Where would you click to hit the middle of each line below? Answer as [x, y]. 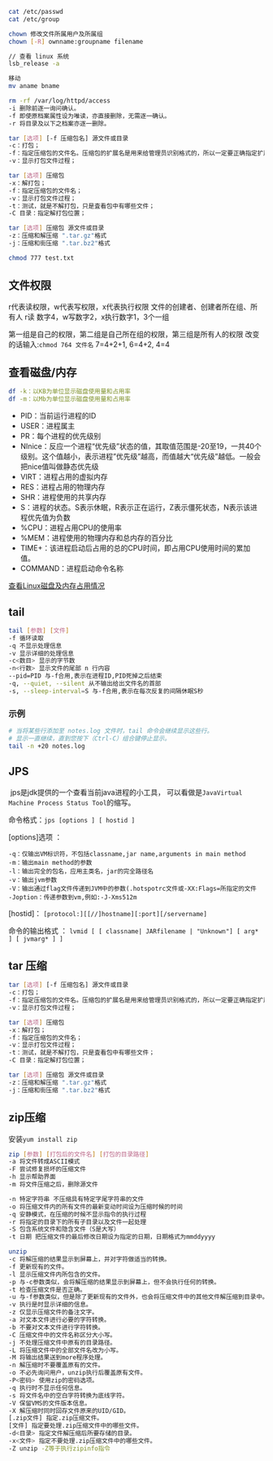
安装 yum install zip [43, 1139]
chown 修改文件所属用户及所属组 [56, 34]
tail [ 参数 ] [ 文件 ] [39, 630]
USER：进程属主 [48, 426]
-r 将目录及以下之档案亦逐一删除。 [59, 123]
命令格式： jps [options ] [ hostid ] [72, 819]
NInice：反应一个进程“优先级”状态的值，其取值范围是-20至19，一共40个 [141, 446]
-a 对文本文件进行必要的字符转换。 [59, 1320]
